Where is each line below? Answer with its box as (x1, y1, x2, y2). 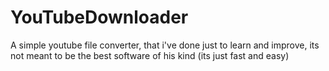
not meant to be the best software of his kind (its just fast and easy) (10, 49, 290, 61)
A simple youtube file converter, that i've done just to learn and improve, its (10, 39, 320, 51)
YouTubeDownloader (10, 6, 189, 29)
